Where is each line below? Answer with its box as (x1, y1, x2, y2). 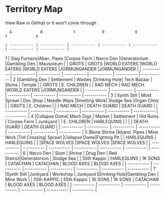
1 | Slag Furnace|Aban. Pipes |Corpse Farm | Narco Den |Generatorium (5, 55, 149, 61)
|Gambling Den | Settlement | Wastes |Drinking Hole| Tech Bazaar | (16, 76, 153, 82)
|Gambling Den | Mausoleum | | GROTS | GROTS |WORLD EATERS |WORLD (5, 60, 157, 66)
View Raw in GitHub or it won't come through (5, 20, 97, 26)
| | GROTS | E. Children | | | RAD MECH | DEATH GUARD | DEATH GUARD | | (5, 102, 158, 108)
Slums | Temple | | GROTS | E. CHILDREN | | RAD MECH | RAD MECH (5, 82, 144, 88)
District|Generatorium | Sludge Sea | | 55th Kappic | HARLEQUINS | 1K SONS (5, 155, 160, 161)
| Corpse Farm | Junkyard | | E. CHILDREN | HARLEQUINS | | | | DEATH (5, 118, 148, 124)
